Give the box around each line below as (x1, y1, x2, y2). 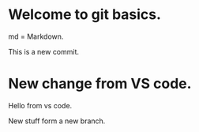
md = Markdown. (8, 32, 64, 41)
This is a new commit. (8, 47, 80, 56)
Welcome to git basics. (8, 6, 162, 24)
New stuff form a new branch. (8, 116, 106, 126)
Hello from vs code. (8, 100, 73, 110)
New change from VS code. (8, 75, 192, 92)
